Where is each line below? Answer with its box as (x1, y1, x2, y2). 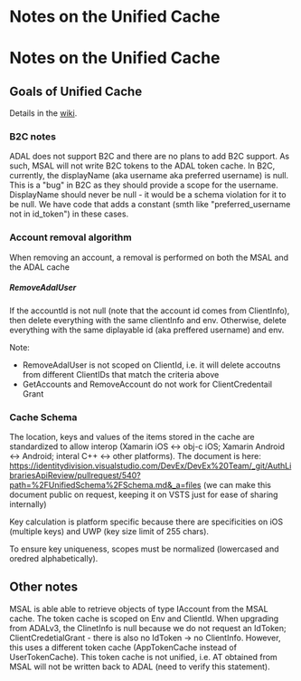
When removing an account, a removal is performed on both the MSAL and (9, 252, 289, 263)
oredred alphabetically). (9, 553, 99, 564)
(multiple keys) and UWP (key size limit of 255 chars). (9, 526, 210, 537)
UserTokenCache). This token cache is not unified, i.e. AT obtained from (9, 651, 277, 662)
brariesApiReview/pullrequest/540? (9, 470, 142, 481)
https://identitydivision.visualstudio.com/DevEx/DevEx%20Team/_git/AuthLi (9, 460, 292, 472)
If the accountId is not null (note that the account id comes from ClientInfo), (9, 305, 290, 316)
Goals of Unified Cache (9, 83, 143, 99)
